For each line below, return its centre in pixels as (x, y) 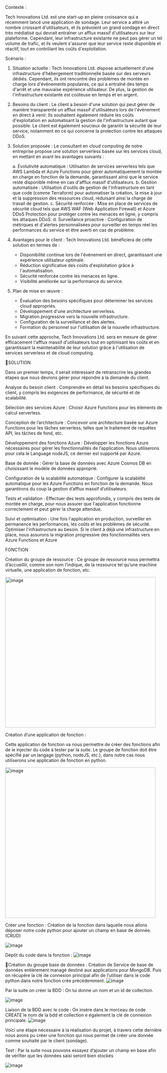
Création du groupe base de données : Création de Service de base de (81, 965)
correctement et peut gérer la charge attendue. (54, 509)
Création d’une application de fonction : (46, 735)
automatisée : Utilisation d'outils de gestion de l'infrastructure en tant (83, 187)
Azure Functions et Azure (31, 540)
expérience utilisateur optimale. (52, 260)
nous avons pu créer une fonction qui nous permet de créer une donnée (79, 1035)
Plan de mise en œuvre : (37, 291)
